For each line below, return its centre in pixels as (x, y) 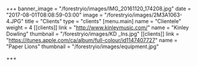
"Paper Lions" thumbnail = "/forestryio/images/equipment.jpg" (82, 46)
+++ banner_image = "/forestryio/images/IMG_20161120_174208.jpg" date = (99, 9)
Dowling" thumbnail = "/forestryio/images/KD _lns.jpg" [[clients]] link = (93, 34)
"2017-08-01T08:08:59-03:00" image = (55, 15)
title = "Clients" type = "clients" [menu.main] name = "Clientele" (103, 21)
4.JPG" (15, 21)
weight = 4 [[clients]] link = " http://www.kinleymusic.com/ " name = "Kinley (98, 27)
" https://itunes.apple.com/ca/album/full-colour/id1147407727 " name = (92, 40)
